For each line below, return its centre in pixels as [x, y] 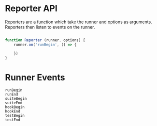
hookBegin [15, 107]
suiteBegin [16, 99]
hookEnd [13, 111]
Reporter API [31, 8]
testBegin [15, 116]
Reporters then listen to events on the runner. [50, 27]
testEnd [13, 120]
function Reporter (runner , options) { [45, 40]
